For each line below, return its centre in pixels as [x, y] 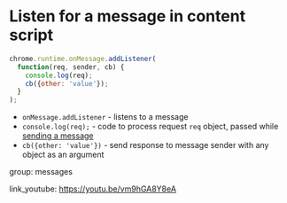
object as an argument [63, 155]
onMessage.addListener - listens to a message [105, 117]
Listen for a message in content [128, 16]
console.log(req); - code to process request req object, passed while [150, 127]
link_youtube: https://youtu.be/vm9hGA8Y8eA [93, 189]
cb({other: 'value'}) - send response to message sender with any [145, 145]
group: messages [41, 172]
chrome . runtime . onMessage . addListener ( [83, 59]
